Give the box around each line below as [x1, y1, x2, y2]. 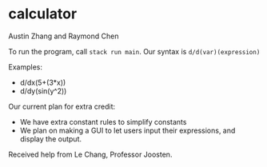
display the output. [19, 133, 82, 144]
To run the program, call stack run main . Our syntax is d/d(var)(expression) [8, 46, 261, 56]
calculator [8, 5, 78, 23]
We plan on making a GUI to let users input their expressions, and [19, 125, 236, 135]
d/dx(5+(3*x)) [19, 78, 66, 87]
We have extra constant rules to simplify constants [19, 117, 187, 126]
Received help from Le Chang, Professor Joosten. [8, 149, 173, 159]
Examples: [8, 62, 42, 72]
